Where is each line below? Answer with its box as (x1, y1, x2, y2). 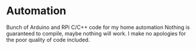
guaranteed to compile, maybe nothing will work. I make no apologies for (6, 30, 186, 37)
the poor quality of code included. (6, 36, 90, 43)
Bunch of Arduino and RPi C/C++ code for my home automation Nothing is (6, 24, 190, 31)
